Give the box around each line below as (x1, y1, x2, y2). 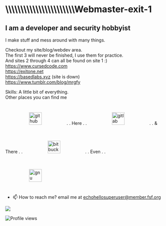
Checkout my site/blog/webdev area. (5, 47, 82, 53)
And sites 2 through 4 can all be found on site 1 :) (5, 58, 108, 64)
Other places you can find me (5, 95, 67, 100)
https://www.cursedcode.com (5, 63, 68, 69)
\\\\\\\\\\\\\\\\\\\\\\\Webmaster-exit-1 (5, 4, 152, 15)
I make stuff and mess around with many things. (5, 37, 105, 43)
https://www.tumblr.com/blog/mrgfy (5, 79, 81, 85)
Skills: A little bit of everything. (5, 89, 69, 95)
